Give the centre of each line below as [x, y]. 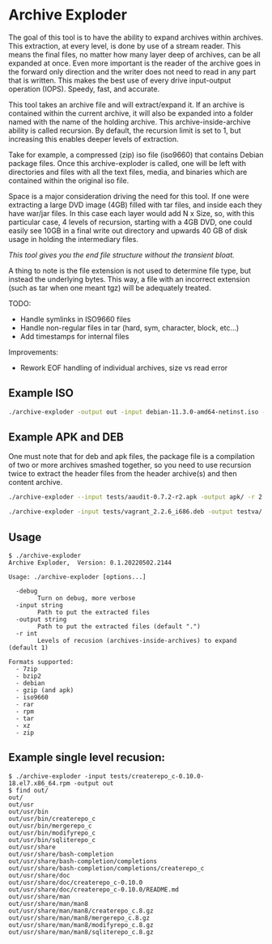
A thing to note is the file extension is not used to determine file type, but [130, 270]
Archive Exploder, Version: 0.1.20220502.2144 [90, 563]
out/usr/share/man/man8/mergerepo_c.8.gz [79, 918]
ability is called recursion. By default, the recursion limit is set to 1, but [125, 130]
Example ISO [41, 393]
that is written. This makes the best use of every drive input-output [120, 80]
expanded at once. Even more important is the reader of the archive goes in [135, 63]
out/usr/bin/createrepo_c [52, 819]
